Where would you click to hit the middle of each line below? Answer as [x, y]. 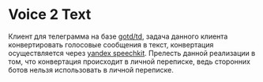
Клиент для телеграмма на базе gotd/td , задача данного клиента [118, 36]
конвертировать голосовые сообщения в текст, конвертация [111, 44]
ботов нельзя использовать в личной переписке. [91, 69]
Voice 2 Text [50, 15]
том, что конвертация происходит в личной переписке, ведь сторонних [130, 61]
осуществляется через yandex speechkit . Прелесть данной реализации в [132, 53]
